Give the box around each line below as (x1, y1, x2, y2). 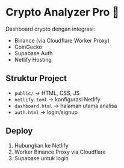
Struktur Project (5, 73, 67, 83)
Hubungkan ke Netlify (14, 142, 69, 149)
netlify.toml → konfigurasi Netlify (14, 95, 101, 103)
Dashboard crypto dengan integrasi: (5, 25, 96, 32)
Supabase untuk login (14, 154, 69, 161)
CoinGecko (14, 43, 43, 50)
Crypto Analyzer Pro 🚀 (5, 5, 120, 19)
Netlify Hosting (14, 56, 52, 63)
